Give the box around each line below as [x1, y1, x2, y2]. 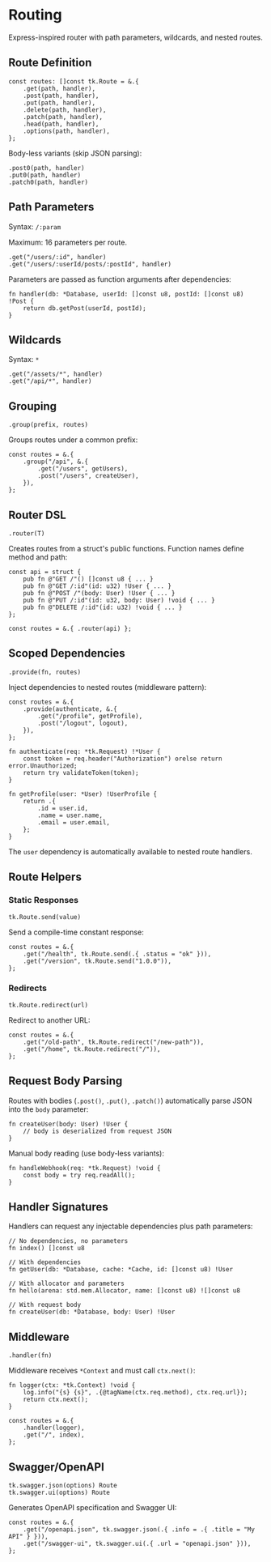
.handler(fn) [8, 1351, 53, 1360]
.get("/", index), [23, 1431, 85, 1439]
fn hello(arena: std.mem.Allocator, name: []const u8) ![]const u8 [8, 1287, 241, 1295]
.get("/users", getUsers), [37, 465, 129, 473]
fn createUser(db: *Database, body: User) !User [8, 1308, 176, 1317]
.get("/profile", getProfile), [37, 712, 143, 720]
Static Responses [8, 895, 79, 906]
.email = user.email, [37, 818, 111, 827]
